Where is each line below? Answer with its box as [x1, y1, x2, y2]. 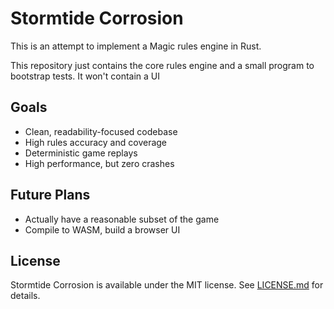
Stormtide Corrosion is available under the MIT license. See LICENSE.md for [10, 279, 324, 291]
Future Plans [10, 187, 91, 204]
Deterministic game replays [24, 147, 138, 159]
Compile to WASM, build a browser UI [24, 223, 181, 236]
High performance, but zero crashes [24, 157, 175, 169]
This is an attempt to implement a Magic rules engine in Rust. [10, 40, 262, 52]
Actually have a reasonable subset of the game [24, 213, 220, 225]
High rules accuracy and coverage [24, 136, 168, 148]
